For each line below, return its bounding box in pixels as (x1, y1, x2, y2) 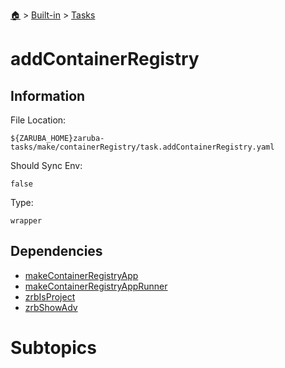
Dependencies (10, 243, 103, 260)
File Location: (10, 114, 67, 126)
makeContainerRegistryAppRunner (24, 280, 168, 292)
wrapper (10, 216, 43, 226)
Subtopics (10, 337, 97, 359)
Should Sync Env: (10, 160, 83, 171)
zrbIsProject (24, 290, 76, 303)
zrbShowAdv (24, 301, 78, 313)
